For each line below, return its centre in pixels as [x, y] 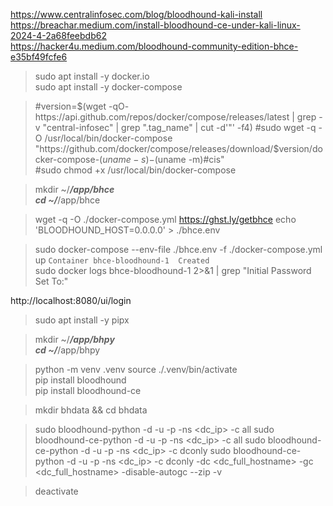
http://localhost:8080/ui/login [71, 300]
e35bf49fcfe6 [39, 57]
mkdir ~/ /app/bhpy [74, 339]
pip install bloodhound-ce [88, 390]
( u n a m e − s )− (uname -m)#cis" [162, 159]
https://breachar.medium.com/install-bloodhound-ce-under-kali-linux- [155, 25]
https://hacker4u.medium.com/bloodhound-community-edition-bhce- [154, 46]
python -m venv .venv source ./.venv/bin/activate [136, 369]
